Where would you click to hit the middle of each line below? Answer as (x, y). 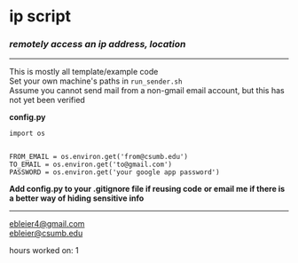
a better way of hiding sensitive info (77, 198)
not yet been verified (47, 100)
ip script (40, 16)
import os (27, 134)
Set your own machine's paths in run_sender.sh (96, 81)
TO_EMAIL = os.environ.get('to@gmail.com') (91, 165)
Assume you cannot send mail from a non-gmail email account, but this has (147, 91)
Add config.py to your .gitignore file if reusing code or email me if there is (147, 189)
